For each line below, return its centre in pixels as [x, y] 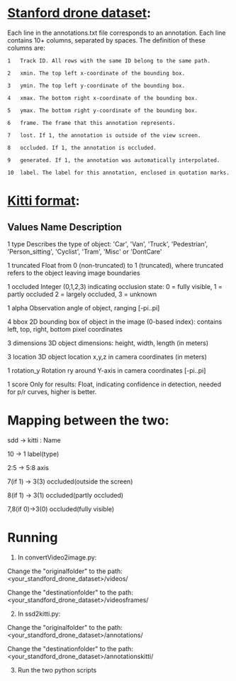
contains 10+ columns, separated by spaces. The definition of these [106, 40]
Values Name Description [65, 227]
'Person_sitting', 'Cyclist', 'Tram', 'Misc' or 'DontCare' [85, 251]
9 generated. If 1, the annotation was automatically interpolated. [114, 160]
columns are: [27, 48]
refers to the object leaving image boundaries [74, 273]
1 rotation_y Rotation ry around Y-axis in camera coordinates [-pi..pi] [107, 370]
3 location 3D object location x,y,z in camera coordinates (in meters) [107, 356]
